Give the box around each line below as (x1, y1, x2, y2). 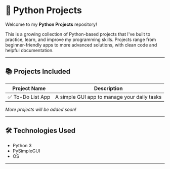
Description (94, 85, 123, 92)
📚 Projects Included (5, 67, 71, 76)
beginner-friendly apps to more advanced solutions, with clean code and (5, 41, 157, 48)
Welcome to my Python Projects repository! (5, 21, 97, 27)
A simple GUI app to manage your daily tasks (55, 93, 162, 100)
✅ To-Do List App (8, 93, 51, 100)
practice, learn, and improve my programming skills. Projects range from (5, 36, 156, 43)
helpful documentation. (5, 47, 54, 53)
